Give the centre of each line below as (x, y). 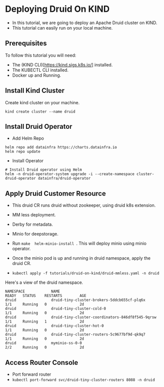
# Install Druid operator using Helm (44, 170)
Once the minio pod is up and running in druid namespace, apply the (81, 258)
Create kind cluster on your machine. (42, 102)
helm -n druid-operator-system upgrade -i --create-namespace (70, 174)
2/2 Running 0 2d (45, 348)
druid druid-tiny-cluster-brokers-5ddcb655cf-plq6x (75, 300)
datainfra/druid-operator (64, 179)
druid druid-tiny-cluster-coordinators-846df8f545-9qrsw (81, 317)
